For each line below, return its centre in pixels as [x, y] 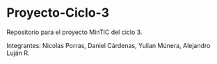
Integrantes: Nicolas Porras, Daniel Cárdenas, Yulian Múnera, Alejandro [108, 45]
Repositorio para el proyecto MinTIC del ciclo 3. [74, 32]
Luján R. [18, 53]
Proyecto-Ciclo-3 [58, 13]
